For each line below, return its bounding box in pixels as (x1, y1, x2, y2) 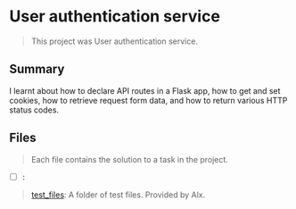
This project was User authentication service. (30, 36, 199, 46)
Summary (9, 62, 65, 77)
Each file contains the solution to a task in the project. (30, 154, 229, 164)
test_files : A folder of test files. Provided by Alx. (30, 189, 206, 200)
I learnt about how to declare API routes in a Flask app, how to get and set (9, 85, 281, 96)
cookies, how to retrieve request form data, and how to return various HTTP (9, 95, 288, 105)
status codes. (9, 104, 60, 115)
